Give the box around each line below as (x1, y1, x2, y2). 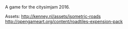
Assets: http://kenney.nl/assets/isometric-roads (5, 14, 101, 19)
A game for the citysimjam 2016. (5, 4, 70, 10)
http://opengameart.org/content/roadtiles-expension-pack (5, 19, 123, 24)
